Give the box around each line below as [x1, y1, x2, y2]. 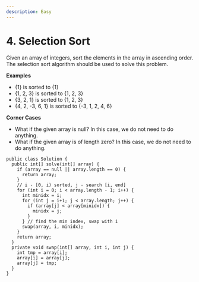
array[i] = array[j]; [17, 255, 70, 261]
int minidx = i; [21, 192, 62, 198]
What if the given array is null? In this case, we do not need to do [14, 126, 174, 133]
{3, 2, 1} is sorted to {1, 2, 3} [14, 96, 83, 103]
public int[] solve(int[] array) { [11, 161, 100, 167]
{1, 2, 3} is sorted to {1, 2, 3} [14, 90, 84, 97]
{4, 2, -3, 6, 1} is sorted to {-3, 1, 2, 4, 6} [14, 102, 112, 109]
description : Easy [6, 8, 52, 15]
